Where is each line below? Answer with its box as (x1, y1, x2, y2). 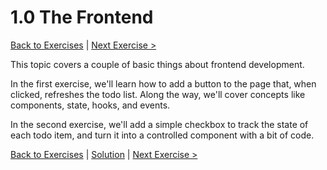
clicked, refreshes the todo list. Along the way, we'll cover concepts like (10, 88, 306, 100)
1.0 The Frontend (10, 6, 154, 29)
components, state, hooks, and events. (10, 99, 171, 111)
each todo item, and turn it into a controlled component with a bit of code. (10, 129, 315, 141)
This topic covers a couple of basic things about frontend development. (10, 58, 305, 70)
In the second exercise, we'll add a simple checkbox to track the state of (10, 118, 309, 130)
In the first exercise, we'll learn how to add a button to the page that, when (10, 77, 317, 90)
